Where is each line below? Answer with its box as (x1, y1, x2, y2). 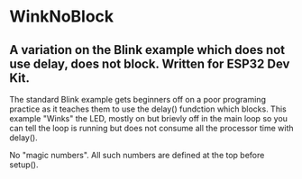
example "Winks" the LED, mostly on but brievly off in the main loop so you (9, 113, 288, 123)
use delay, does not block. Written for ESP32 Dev (9, 56, 290, 71)
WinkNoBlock (9, 6, 114, 27)
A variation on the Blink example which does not (9, 42, 286, 58)
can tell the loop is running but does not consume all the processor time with (9, 123, 294, 133)
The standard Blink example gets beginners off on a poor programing (9, 94, 266, 104)
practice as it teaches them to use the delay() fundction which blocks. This (9, 103, 287, 114)
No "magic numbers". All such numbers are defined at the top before (9, 150, 265, 160)
